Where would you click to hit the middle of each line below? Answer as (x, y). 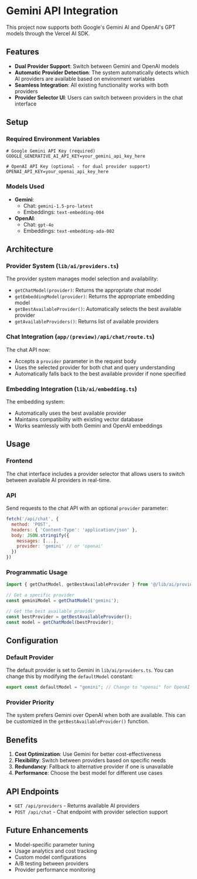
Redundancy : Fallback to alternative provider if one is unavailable (94, 766)
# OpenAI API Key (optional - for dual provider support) (78, 167)
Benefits (22, 740)
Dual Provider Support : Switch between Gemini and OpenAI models (97, 66)
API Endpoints (33, 792)
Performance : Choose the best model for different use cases (89, 773)
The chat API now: (28, 349)
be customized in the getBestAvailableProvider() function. (78, 721)
